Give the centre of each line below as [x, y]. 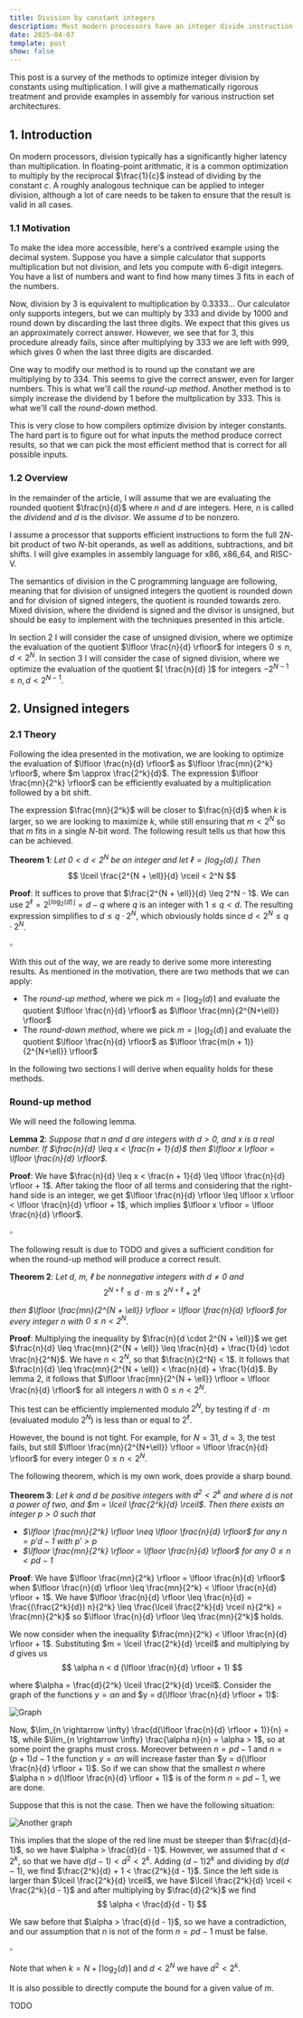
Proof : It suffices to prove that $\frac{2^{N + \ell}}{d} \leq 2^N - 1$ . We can [149, 893]
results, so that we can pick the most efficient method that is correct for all [148, 445]
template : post [38, 43]
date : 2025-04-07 [42, 34]
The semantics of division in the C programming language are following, [143, 581]
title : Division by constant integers [82, 18]
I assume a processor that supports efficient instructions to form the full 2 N [150, 535]
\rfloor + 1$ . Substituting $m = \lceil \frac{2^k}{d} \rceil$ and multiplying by [149, 1644]
